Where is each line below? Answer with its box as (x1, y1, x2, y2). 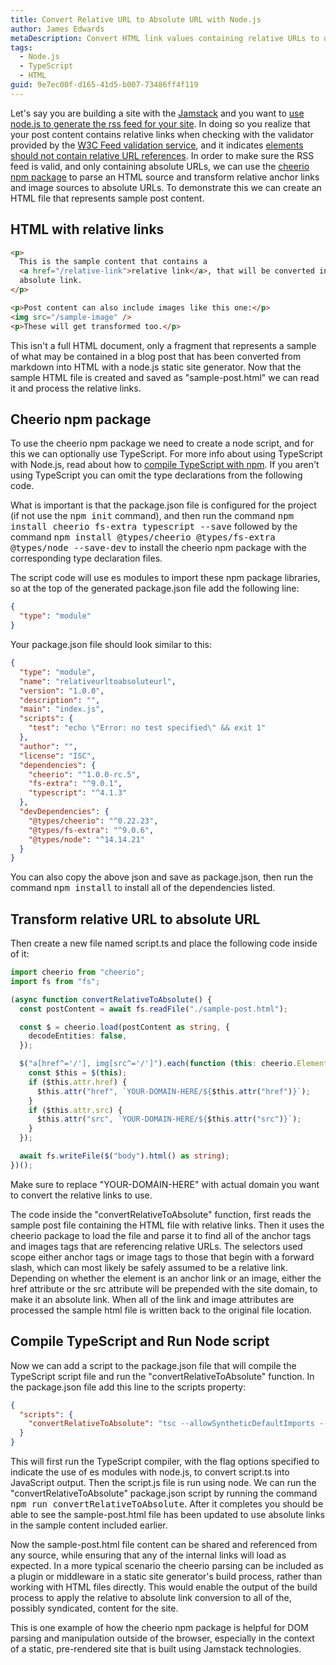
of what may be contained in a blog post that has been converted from (10, 350, 302, 362)
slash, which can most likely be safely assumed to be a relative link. (10, 1261, 289, 1273)
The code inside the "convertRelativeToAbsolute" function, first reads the (10, 1208, 312, 1220)
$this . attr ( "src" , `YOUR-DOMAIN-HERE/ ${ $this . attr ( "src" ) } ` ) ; (36, 1114, 302, 1125)
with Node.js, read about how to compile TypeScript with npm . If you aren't (10, 459, 320, 471)
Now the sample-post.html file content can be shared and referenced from (10, 1539, 318, 1550)
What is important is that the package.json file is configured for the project (10, 499, 317, 511)
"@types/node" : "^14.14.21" (28, 834, 145, 845)
